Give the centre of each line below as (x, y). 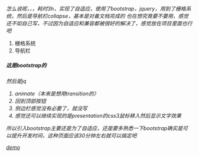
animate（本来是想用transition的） (57, 94)
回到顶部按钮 (30, 101)
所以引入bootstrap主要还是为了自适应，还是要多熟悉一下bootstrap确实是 (94, 128)
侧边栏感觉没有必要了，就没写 (51, 108)
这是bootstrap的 (27, 65)
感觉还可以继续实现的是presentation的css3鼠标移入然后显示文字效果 (98, 115)
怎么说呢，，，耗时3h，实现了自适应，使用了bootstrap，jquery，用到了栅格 (96, 9)
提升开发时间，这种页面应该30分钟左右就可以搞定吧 (74, 135)
